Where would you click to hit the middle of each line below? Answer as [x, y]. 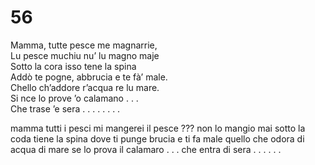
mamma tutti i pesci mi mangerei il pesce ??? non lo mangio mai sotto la [158, 128]
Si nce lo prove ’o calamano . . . [74, 98]
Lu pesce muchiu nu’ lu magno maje [85, 55]
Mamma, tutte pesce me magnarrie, [84, 45]
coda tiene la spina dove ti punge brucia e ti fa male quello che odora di [157, 138]
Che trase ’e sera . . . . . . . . [65, 108]
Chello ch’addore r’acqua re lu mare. [85, 87]
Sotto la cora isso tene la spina [73, 66]
